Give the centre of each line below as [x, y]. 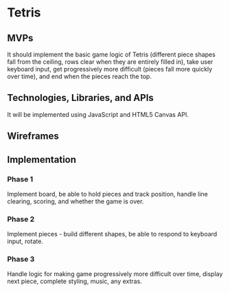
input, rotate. [25, 241]
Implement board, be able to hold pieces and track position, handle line [107, 194]
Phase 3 [21, 259]
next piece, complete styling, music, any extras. [74, 281]
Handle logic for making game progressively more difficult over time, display [115, 274]
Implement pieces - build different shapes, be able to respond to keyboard [112, 234]
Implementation [42, 159]
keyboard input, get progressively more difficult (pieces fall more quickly [110, 69]
